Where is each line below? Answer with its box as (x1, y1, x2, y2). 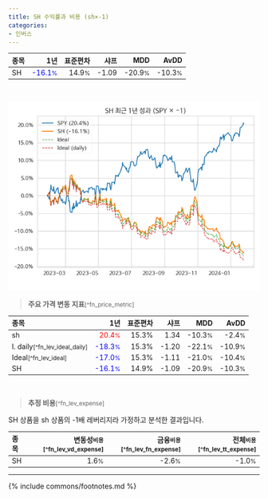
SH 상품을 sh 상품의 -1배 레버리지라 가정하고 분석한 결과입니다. (8, 415, 204, 425)
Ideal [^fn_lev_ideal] (11, 352, 68, 362)
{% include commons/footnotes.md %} (8, 481, 137, 491)
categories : (8, 21, 48, 30)
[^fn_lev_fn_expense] (120, 445, 181, 453)
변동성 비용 (73, 435, 104, 445)
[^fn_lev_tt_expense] (198, 445, 257, 453)
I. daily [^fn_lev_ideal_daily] (11, 342, 89, 351)
